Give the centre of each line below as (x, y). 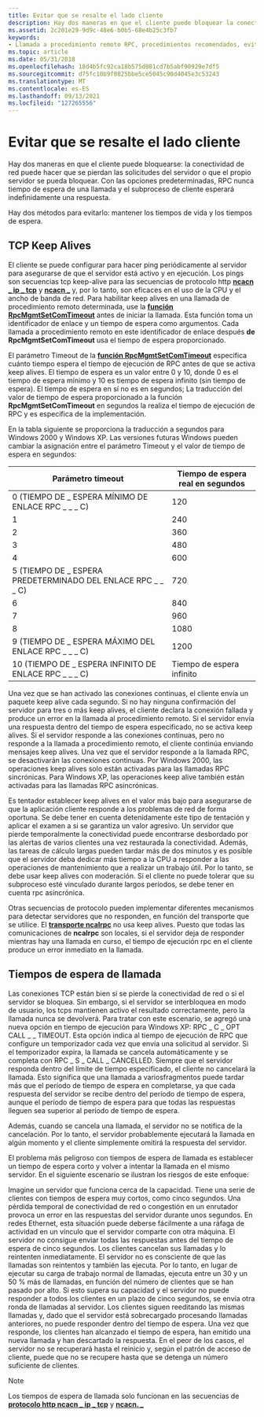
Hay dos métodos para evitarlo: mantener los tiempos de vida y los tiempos (130, 213)
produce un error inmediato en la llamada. (76, 949)
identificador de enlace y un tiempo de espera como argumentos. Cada (124, 323)
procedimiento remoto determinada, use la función (91, 306)
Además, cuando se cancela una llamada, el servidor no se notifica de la (125, 1126)
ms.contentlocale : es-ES (49, 89)
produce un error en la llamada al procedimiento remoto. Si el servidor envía (131, 718)
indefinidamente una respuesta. (60, 198)
